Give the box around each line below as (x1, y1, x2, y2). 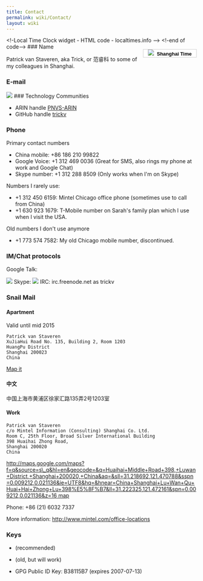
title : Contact (6, 8, 45, 15)
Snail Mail (6, 294, 36, 302)
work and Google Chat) (14, 164, 74, 171)
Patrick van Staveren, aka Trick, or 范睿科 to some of (6, 56, 138, 63)
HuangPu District (6, 344, 50, 351)
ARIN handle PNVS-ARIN (14, 104, 77, 111)
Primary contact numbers (6, 139, 70, 146)
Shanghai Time (156, 51, 192, 58)
